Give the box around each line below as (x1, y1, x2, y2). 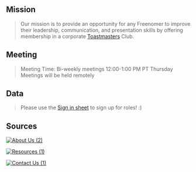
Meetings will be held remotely (20, 72, 95, 79)
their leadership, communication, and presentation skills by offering (20, 26, 183, 33)
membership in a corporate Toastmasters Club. (20, 32, 135, 40)
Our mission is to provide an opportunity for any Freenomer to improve (20, 20, 191, 27)
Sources (6, 121, 37, 131)
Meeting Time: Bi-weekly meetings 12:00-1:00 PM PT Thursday (20, 65, 174, 72)
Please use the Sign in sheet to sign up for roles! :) (20, 104, 142, 111)
